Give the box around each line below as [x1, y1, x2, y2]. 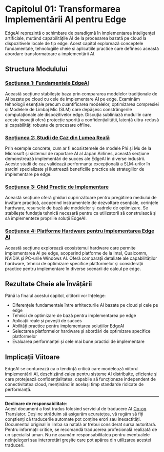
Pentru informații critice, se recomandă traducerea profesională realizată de [5, 427, 157, 432]
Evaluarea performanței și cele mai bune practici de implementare [12, 339, 145, 344]
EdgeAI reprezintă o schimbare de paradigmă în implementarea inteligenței [5, 30, 155, 36]
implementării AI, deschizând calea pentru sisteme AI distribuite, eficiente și [5, 371, 158, 377]
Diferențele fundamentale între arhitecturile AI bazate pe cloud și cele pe [12, 302, 159, 308]
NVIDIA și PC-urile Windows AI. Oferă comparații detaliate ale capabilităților [5, 255, 157, 261]
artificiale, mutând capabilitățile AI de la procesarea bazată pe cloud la [5, 35, 146, 41]
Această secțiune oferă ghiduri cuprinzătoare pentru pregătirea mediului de [5, 195, 157, 201]
